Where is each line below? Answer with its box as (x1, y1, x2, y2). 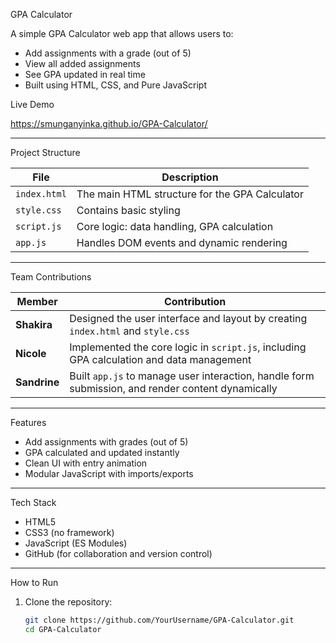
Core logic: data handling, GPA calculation (76, 220, 274, 233)
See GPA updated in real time (24, 69, 146, 80)
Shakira (15, 318, 53, 331)
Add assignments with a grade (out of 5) (24, 47, 192, 59)
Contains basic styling (76, 204, 181, 217)
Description (161, 170, 219, 184)
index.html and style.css (69, 324, 190, 338)
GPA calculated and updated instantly (24, 447, 180, 458)
